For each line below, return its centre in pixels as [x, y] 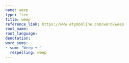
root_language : [21, 34]
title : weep [18, 19]
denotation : [18, 39]
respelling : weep [28, 52]
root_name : [17, 29]
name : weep [17, 10]
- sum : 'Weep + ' [24, 48]
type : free [17, 15]
